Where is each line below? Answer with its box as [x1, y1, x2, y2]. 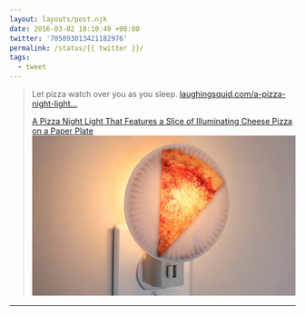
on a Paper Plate [31, 125, 93, 136]
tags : [9, 53, 30, 63]
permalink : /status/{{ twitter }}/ [9, 44, 144, 53]
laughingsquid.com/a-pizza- [179, 89, 286, 99]
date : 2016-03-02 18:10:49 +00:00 [9, 24, 141, 34]
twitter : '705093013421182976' [9, 34, 128, 43]
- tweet [17, 63, 47, 72]
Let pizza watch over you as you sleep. [31, 89, 178, 99]
